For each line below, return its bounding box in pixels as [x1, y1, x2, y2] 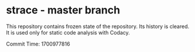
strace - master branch [6, 4, 121, 17]
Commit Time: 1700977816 [6, 40, 70, 47]
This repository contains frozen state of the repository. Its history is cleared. [6, 23, 189, 30]
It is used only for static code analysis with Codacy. [6, 29, 130, 36]
